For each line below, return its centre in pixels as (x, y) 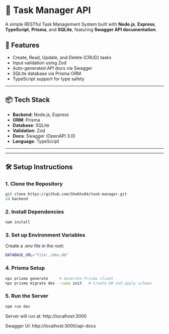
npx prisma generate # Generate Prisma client (59, 278)
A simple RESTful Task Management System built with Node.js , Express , (81, 24)
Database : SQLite (31, 125)
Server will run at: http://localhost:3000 (46, 316)
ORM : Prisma (26, 120)
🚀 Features (22, 45)
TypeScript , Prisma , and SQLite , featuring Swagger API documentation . (81, 29)
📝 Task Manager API (48, 10)
